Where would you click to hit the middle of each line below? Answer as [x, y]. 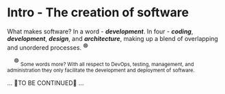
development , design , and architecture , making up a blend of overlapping [113, 38]
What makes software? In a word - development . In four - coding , [100, 31]
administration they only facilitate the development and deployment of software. [101, 70]
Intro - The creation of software [98, 13]
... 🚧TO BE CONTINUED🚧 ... [45, 83]
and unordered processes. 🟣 [48, 47]
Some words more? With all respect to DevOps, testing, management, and [107, 65]
